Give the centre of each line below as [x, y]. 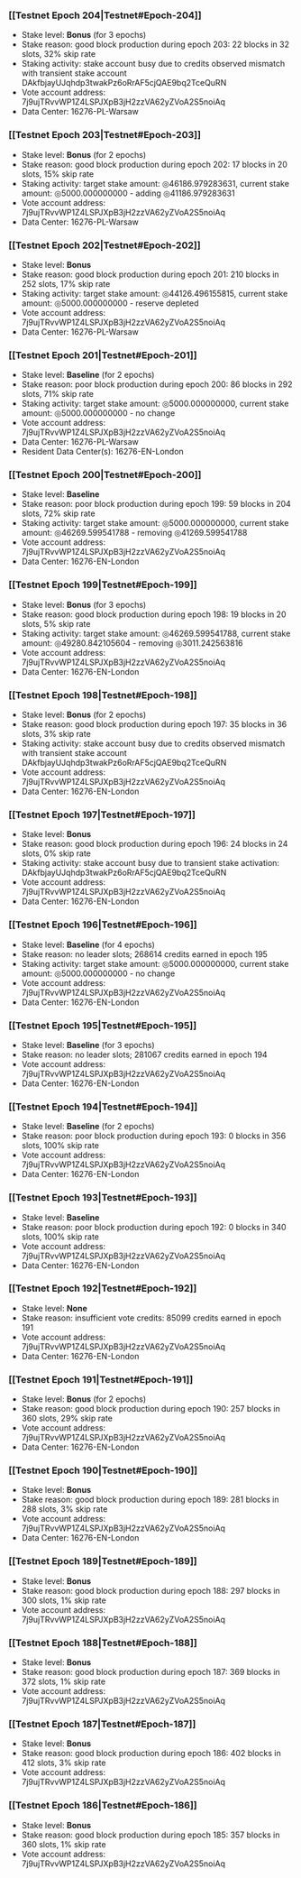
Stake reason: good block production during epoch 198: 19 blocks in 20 [154, 614]
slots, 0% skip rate [56, 853]
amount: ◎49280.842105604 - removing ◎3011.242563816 [132, 643]
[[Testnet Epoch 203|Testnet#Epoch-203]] [105, 135]
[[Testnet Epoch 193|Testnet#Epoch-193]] [103, 1198]
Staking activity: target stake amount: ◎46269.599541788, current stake [156, 633]
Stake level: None [54, 1308]
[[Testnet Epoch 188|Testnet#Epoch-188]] [103, 1643]
